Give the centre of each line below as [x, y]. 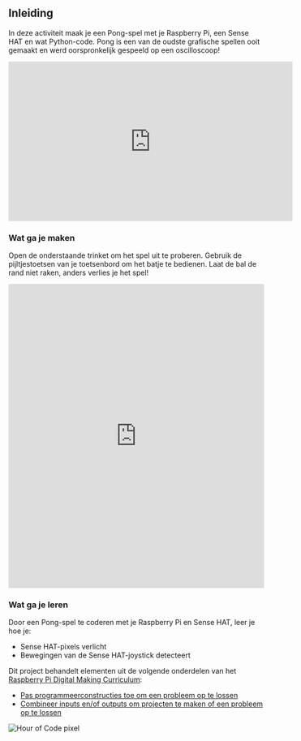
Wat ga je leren [39, 605]
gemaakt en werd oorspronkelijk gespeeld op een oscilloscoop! [114, 50]
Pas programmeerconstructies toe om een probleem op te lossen [129, 696]
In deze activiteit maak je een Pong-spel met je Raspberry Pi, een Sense [129, 32]
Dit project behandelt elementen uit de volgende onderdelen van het [123, 671]
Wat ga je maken [42, 238]
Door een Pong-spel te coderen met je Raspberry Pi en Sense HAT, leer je [132, 623]
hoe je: [20, 631]
